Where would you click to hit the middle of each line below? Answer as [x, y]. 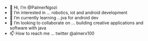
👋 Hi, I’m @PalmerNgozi [33, 7]
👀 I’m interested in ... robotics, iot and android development [68, 13]
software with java [28, 28]
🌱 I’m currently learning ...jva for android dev [54, 18]
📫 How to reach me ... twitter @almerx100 [52, 33]
